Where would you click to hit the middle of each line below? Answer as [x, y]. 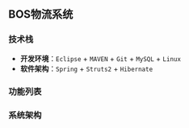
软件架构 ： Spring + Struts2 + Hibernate [86, 68]
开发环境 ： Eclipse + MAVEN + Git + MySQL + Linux [101, 58]
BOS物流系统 [41, 14]
